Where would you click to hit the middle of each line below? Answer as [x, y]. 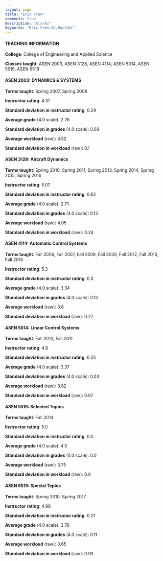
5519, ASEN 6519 [22, 69]
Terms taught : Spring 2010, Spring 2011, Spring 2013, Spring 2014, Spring [80, 170]
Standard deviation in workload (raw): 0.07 [49, 396]
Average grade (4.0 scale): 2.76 [37, 119]
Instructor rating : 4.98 [28, 506]
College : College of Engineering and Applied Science [59, 54]
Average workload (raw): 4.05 [36, 223]
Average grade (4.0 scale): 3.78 [37, 525]
